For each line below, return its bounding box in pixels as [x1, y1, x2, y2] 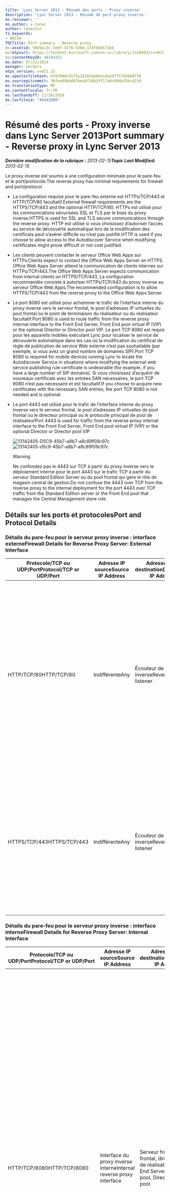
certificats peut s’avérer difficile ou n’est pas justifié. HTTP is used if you [12, 231, 162, 237]
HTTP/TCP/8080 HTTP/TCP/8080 [8, 1165, 89, 1172]
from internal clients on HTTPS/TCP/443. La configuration [12, 274, 134, 280]
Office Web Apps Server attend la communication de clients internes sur [12, 263, 163, 269]
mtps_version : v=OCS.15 [5, 69, 56, 74]
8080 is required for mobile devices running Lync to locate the [12, 354, 143, 360]
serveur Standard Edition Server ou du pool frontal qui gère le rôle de [12, 474, 157, 481]
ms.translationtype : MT [5, 83, 56, 88]
